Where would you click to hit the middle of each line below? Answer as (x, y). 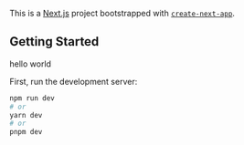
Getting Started (54, 41)
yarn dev (26, 115)
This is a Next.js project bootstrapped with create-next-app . (122, 13)
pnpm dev (26, 132)
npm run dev (32, 98)
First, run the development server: (74, 81)
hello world (31, 64)
